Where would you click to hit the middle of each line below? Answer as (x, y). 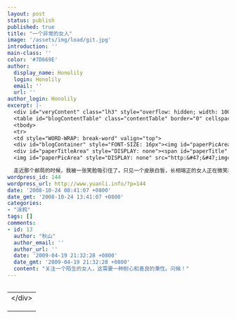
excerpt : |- (25, 106)
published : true (31, 27)
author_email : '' (39, 243)
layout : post (26, 14)
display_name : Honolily (48, 73)
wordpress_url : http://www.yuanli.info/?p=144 (77, 184)
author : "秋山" (35, 236)
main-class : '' (29, 54)
